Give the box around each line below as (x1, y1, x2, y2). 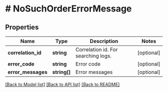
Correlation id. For (75, 46, 118, 53)
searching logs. (75, 52, 111, 59)
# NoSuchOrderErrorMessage (5, 3, 132, 14)
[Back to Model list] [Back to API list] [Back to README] (5, 81, 120, 87)
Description (89, 38, 118, 44)
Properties (5, 23, 39, 31)
